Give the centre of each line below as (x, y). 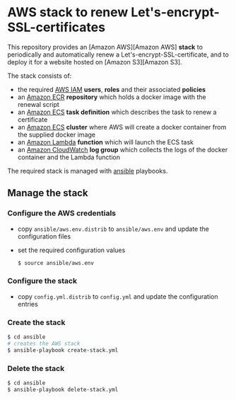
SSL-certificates (57, 27)
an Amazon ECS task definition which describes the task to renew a (117, 112)
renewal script (39, 104)
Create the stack (36, 322)
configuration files (44, 236)
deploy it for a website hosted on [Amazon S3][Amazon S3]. (95, 62)
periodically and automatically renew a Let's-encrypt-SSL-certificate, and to (118, 55)
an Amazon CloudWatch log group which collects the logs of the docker (123, 149)
